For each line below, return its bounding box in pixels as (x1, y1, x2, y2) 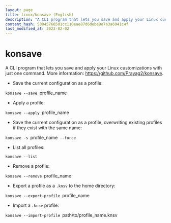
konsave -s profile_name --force (5, 135, 76, 141)
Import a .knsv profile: (12, 202, 60, 208)
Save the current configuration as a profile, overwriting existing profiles (12, 120, 162, 126)
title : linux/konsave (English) (5, 12, 74, 17)
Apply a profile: (12, 100, 45, 106)
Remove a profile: (12, 163, 50, 169)
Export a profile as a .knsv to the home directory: (12, 183, 116, 189)
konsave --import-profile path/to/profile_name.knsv (5, 212, 118, 218)
